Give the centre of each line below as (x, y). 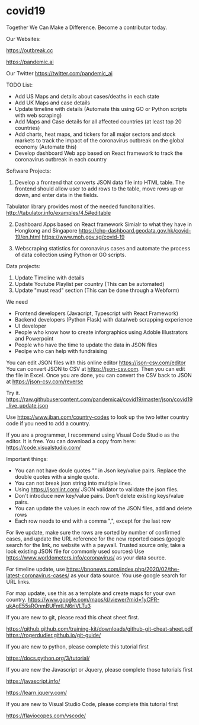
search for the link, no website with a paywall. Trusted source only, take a (96, 545)
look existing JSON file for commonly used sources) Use (75, 551)
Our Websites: (23, 39)
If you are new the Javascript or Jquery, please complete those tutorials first (99, 669)
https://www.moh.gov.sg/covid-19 (83, 237)
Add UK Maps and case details (52, 103)
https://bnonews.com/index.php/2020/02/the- (123, 569)
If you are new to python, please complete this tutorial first (78, 646)
